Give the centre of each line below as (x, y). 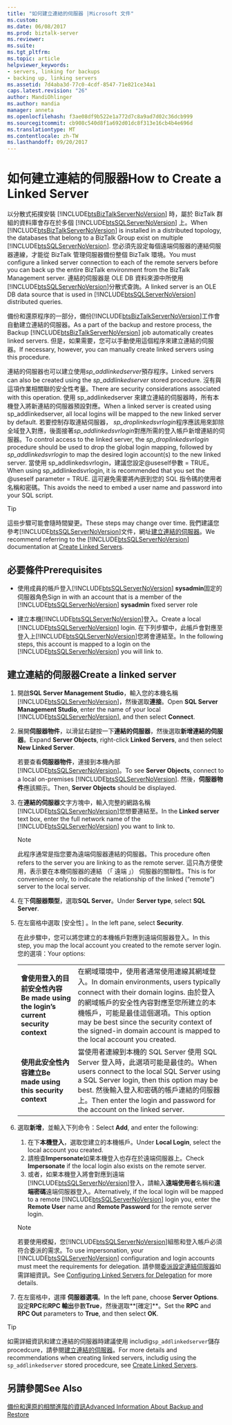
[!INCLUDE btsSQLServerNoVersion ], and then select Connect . (106, 717)
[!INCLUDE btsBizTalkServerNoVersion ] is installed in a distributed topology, (114, 231)
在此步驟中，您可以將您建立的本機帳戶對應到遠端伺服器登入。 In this (114, 937)
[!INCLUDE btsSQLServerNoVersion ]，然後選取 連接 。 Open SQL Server (117, 701)
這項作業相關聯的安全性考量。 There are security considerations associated (114, 389)
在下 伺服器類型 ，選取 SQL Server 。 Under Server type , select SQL (111, 900)
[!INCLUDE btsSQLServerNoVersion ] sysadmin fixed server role (107, 604)
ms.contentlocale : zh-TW (43, 136)
